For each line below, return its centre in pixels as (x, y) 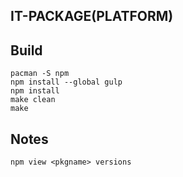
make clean (33, 100)
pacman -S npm (40, 74)
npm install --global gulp (66, 82)
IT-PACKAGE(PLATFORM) (92, 16)
